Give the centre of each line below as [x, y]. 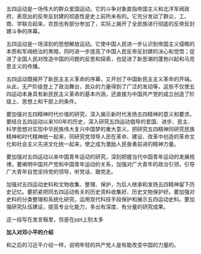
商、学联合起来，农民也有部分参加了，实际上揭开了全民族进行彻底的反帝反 [98, 24]
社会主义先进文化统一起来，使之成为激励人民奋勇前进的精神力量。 [98, 144]
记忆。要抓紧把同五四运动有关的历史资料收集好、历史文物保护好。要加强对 [103, 192]
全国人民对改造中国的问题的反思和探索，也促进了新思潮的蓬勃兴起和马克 [106, 59]
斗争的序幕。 [27, 31]
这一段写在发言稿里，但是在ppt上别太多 [55, 219]
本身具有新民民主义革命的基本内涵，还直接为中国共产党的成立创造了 [106, 94]
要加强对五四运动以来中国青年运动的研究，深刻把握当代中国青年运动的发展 [98, 157]
